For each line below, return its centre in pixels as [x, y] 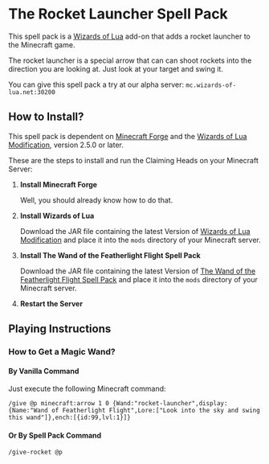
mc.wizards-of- [211, 85]
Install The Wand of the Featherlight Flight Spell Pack [110, 255]
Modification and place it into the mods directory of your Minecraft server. [140, 240]
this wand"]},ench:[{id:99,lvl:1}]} [69, 418]
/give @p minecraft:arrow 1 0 [59, 404]
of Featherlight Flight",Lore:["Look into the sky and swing [156, 411]
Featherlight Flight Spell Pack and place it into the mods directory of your [139, 279]
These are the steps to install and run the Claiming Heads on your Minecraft [133, 160]
